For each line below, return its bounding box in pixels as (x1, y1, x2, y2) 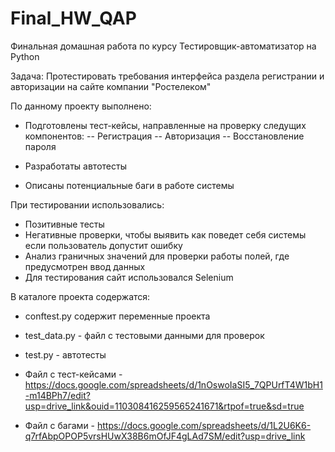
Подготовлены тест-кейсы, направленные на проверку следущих (24, 119, 307, 131)
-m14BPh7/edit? (24, 389, 91, 401)
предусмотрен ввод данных (24, 260, 146, 272)
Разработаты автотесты (24, 160, 127, 172)
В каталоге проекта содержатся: (10, 290, 151, 302)
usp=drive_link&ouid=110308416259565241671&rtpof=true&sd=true (24, 400, 305, 412)
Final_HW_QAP (10, 7, 137, 30)
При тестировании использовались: (10, 198, 165, 211)
